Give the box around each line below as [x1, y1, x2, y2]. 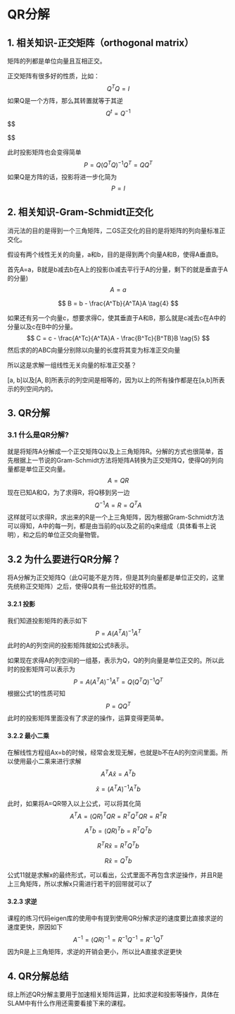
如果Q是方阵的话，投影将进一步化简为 [7, 172, 118, 181]
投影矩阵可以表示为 [19, 664, 75, 673]
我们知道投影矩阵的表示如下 [7, 616, 88, 625]
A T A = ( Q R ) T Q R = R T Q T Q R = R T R [69, 810, 167, 820]
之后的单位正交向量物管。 [28, 530, 103, 539]
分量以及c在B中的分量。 [7, 322, 77, 331]
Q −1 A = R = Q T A [94, 500, 142, 510]
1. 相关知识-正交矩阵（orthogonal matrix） [7, 37, 194, 49]
